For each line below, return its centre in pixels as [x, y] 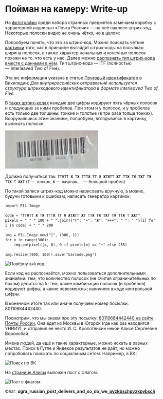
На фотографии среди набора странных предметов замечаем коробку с [81, 22]
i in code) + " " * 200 [29, 225]
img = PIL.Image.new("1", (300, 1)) [42, 235]
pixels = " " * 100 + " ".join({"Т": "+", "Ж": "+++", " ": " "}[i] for [80, 220]
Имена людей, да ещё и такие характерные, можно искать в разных [76, 343]
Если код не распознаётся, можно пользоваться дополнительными [75, 273]
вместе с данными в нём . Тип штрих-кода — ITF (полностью [68, 63]
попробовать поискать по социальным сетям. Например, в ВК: [71, 353]
